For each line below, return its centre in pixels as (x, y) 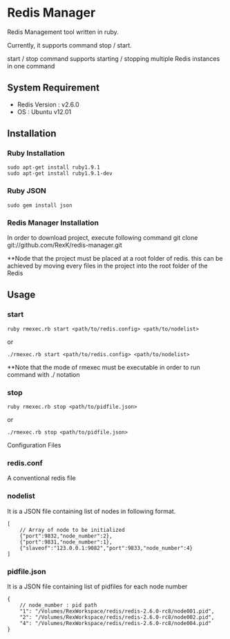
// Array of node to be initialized (73, 530)
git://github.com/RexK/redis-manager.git (65, 245)
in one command (31, 66)
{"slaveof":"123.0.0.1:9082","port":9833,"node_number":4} (106, 548)
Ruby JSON (27, 191)
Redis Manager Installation (53, 223)
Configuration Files (34, 445)
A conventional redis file (41, 478)
